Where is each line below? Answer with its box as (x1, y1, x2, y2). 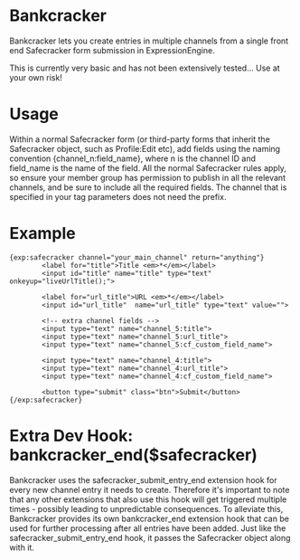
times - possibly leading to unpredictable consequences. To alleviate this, (9, 503, 284, 514)
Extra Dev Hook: (9, 426, 134, 446)
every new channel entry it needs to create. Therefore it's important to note (9, 484, 290, 495)
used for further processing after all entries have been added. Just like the (9, 522, 286, 534)
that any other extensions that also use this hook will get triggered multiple (9, 494, 287, 505)
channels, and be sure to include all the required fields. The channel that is (9, 182, 287, 193)
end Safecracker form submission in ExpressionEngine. (9, 44, 215, 55)
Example (9, 223, 76, 244)
